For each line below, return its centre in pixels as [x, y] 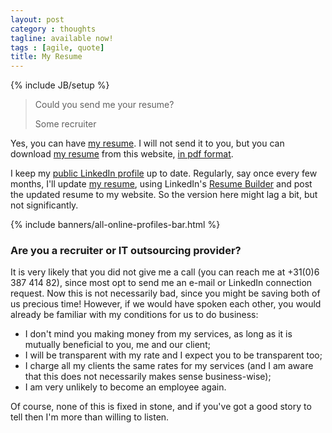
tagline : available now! [62, 38]
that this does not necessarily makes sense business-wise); [148, 377]
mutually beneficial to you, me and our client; [117, 345]
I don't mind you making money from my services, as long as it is [158, 334]
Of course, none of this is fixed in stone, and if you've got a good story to [161, 407]
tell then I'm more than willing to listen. [90, 417]
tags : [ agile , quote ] [57, 47]
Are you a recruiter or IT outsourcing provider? [126, 251]
